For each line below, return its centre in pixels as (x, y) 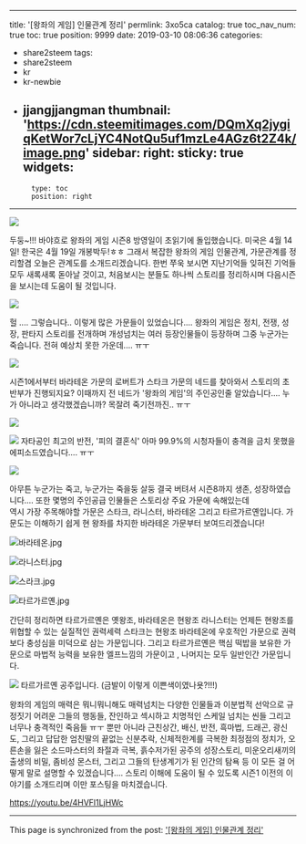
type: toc (50, 188)
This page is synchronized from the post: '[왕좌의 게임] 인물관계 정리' (137, 829)
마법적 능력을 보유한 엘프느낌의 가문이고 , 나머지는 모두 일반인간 (146, 654)
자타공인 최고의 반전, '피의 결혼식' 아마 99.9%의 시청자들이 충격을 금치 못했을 (158, 441)
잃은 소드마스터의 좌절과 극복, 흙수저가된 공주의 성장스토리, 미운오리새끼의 (165, 750)
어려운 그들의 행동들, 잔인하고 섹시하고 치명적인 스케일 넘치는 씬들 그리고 (162, 715)
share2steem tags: (57, 52)
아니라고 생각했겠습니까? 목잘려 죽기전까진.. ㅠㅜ (105, 404)
